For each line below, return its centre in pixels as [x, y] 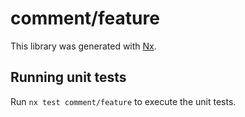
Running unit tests [68, 77]
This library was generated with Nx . [83, 46]
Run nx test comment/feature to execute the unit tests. [123, 101]
